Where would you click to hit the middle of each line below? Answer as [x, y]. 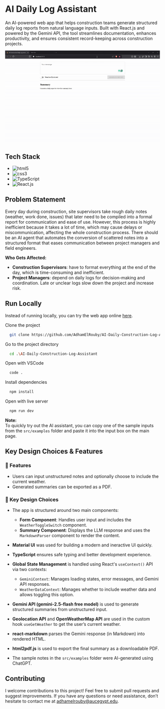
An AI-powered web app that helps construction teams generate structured [81, 23]
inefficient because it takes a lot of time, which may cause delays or [74, 227]
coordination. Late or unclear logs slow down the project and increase [83, 283]
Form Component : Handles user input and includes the [75, 520]
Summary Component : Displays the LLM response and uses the [85, 530]
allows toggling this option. [47, 594]
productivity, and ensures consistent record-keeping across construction [79, 38]
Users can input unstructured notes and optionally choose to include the [85, 476]
